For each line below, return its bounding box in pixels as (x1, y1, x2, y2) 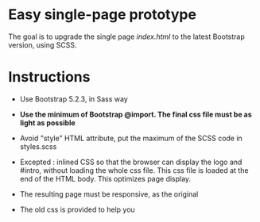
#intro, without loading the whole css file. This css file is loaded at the (19, 165, 249, 175)
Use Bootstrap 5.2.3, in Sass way (19, 94, 129, 104)
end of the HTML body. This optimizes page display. (19, 174, 192, 183)
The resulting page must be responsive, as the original (19, 189, 199, 199)
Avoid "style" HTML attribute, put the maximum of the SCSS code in (19, 133, 243, 143)
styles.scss (19, 141, 57, 151)
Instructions (8, 68, 91, 86)
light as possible (19, 117, 76, 128)
